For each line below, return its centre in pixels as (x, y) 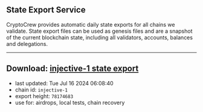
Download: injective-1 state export (72, 69)
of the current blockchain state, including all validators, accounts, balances (100, 37)
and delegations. (27, 44)
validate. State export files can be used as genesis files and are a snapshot (99, 31)
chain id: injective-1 (41, 90)
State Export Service (46, 10)
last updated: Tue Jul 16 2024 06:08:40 (64, 83)
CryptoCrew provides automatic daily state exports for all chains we (91, 24)
